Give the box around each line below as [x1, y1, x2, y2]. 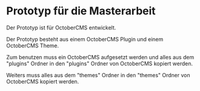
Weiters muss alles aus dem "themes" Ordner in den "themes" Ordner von [6, 71, 190, 78]
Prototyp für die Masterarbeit [6, 4, 156, 18]
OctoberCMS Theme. [6, 42, 59, 49]
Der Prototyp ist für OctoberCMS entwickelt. [6, 24, 116, 31]
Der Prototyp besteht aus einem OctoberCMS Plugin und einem [6, 35, 164, 43]
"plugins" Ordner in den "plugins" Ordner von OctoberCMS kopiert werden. [6, 60, 193, 67]
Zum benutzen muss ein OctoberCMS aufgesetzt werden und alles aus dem [6, 53, 195, 60]
